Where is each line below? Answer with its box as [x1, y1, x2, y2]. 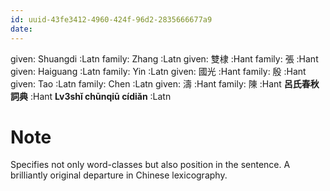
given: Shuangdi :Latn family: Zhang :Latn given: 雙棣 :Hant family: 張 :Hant [10, 52, 319, 65]
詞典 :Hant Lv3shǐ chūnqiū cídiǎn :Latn [10, 90, 172, 102]
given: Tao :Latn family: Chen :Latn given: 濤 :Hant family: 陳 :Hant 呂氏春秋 [10, 77, 320, 90]
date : [10, 24, 33, 34]
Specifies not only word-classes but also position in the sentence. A [10, 159, 291, 171]
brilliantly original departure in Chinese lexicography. [10, 169, 228, 181]
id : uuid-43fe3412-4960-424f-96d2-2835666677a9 [10, 14, 213, 25]
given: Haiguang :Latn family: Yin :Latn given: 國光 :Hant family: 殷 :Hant [10, 65, 307, 77]
